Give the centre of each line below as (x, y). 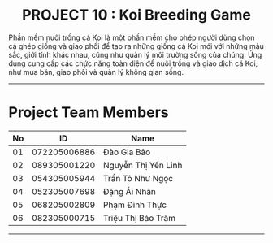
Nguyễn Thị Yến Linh (143, 165)
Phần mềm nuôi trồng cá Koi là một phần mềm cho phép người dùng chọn (132, 37)
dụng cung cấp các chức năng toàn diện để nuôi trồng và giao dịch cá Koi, (133, 63)
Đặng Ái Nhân (130, 191)
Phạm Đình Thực (135, 205)
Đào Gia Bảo (127, 152)
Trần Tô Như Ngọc (138, 178)
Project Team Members (89, 113)
